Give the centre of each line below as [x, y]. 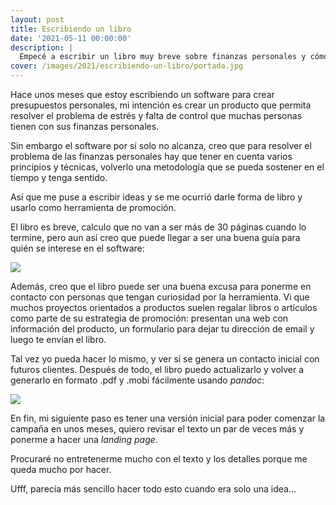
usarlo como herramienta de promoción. [93, 207]
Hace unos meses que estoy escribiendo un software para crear [142, 94]
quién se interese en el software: [77, 248]
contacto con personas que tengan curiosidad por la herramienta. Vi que [160, 297]
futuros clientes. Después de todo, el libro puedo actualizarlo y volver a [157, 369]
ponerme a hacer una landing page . [84, 439]
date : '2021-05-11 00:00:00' [71, 38]
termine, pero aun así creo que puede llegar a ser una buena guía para [155, 237]
